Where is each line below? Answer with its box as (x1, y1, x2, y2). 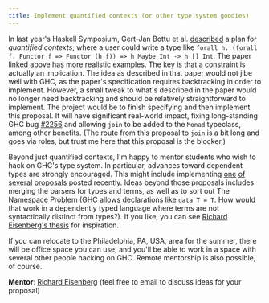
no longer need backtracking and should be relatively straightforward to (8, 93, 247, 103)
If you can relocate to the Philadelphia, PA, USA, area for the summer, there (8, 235, 257, 245)
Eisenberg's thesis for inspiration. (8, 220, 119, 230)
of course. (8, 261, 43, 271)
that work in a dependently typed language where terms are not (8, 203, 219, 213)
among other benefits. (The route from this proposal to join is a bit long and (8, 128, 259, 137)
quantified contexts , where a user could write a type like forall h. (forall (8, 42, 258, 52)
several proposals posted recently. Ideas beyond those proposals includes (8, 178, 255, 187)
